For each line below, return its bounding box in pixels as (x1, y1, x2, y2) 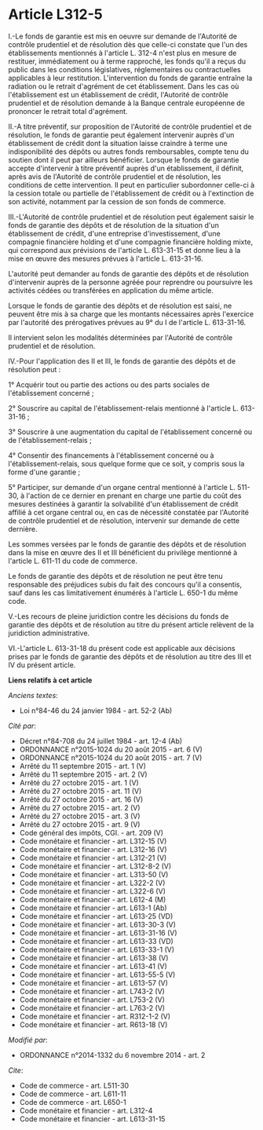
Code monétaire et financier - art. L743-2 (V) (19, 986, 165, 996)
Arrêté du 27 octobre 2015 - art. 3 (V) (19, 811, 141, 821)
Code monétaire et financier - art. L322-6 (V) (19, 886, 166, 896)
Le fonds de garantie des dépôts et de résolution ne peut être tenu (8, 571, 223, 580)
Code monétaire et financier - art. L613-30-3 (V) (19, 920, 177, 929)
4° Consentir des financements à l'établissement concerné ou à (8, 450, 214, 460)
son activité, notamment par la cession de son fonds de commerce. (8, 196, 226, 206)
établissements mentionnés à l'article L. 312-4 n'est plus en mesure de (8, 48, 237, 57)
